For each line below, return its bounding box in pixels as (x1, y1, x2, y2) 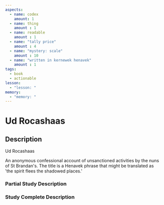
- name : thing (9, 21, 39, 26)
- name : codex (9, 12, 39, 17)
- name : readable (9, 30, 45, 35)
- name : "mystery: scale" (9, 48, 63, 53)
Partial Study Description (5, 180, 67, 187)
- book (9, 71, 23, 76)
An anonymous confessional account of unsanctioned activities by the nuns (5, 158, 160, 164)
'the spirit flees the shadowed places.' (5, 168, 82, 174)
